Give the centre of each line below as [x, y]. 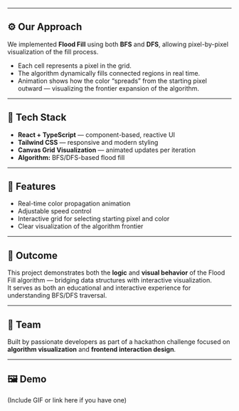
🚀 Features [32, 187]
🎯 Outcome [33, 255]
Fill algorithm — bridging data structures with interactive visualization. [110, 280]
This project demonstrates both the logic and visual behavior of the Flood [116, 273]
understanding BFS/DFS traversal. [57, 295]
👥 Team [24, 324]
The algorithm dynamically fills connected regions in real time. [109, 73]
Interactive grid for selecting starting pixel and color [94, 219]
